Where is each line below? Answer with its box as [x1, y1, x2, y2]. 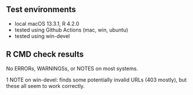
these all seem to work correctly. [6, 82, 85, 89]
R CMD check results [6, 50, 84, 59]
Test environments [6, 5, 76, 15]
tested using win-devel [14, 32, 70, 40]
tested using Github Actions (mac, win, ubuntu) [14, 26, 129, 33]
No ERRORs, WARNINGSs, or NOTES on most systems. [6, 65, 139, 72]
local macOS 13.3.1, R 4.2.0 [14, 20, 80, 27]
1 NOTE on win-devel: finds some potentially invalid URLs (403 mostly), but [6, 76, 187, 83]
